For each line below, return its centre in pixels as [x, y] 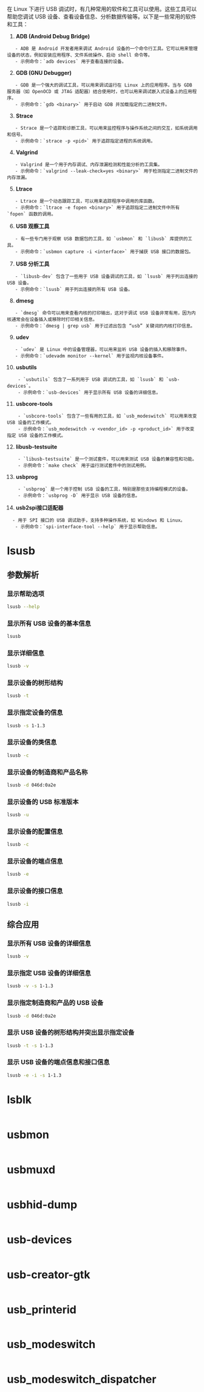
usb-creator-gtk [49, 1275]
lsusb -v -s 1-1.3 [30, 986]
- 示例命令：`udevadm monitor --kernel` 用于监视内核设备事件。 [90, 356]
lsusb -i [18, 904]
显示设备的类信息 [32, 743]
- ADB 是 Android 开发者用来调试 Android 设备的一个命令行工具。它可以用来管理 [106, 49]
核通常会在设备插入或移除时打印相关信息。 [52, 320]
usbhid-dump [42, 1205]
